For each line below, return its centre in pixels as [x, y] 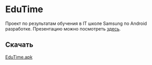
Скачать [20, 45]
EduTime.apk [19, 57]
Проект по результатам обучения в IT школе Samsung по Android [76, 23]
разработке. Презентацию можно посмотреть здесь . [63, 28]
